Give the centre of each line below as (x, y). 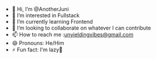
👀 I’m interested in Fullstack (46, 15)
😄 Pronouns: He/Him (38, 43)
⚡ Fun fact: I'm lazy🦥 (37, 50)
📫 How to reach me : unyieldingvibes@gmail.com (73, 35)
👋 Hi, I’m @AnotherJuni (40, 9)
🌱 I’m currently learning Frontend (52, 22)
